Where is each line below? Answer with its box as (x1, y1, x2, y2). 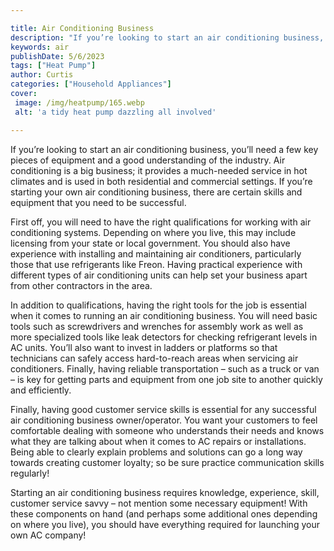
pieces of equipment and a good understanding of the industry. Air (10, 154, 286, 166)
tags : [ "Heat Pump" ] (10, 61, 97, 71)
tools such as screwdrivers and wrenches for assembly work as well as (10, 320, 304, 332)
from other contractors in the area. (10, 279, 153, 291)
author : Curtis (10, 70, 74, 80)
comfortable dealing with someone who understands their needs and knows (10, 424, 325, 436)
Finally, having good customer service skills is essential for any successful (10, 403, 317, 415)
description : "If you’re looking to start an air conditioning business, (10, 32, 325, 43)
